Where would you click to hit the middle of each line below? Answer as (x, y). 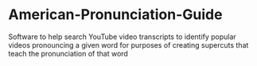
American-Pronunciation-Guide (115, 15)
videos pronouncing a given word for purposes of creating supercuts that (128, 45)
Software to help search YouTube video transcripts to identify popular (122, 37)
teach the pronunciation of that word (68, 53)
